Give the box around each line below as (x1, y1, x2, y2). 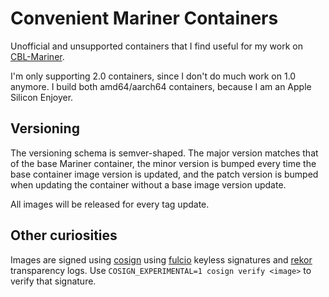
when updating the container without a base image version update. (10, 178, 287, 191)
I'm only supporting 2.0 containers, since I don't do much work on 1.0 (10, 70, 297, 82)
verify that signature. (10, 275, 97, 287)
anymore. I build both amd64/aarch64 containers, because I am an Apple (10, 80, 312, 92)
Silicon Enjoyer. (10, 91, 74, 103)
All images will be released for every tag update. (10, 198, 210, 210)
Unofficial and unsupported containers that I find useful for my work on (10, 40, 303, 52)
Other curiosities (10, 227, 118, 244)
